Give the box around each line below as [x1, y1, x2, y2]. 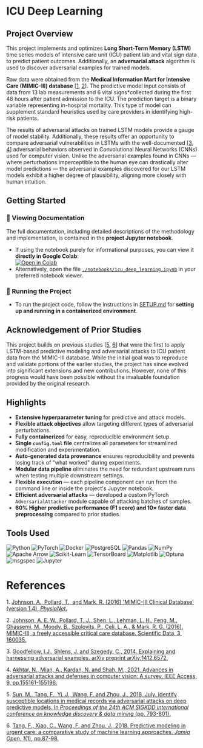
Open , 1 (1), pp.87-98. [6, 735, 59, 743]
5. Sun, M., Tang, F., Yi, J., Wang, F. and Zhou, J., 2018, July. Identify [6, 691, 178, 698]
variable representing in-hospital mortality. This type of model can [6, 102, 171, 109]
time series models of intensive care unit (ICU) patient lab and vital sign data [6, 51, 197, 58]
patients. [16, 114, 39, 122]
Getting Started [6, 196, 66, 206]
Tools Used [6, 528, 50, 538]
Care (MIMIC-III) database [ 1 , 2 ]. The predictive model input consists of [6, 82, 186, 89]
